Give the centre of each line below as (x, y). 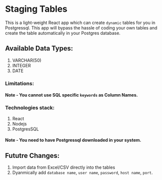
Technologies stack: (30, 108)
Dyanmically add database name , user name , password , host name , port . (82, 172)
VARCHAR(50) (27, 60)
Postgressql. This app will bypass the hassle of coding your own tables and (81, 27)
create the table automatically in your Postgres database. (63, 33)
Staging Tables (36, 9)
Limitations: (20, 83)
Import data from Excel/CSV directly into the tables (64, 167)
